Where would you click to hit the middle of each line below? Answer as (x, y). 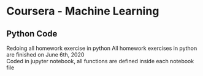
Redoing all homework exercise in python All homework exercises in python (102, 48)
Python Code (32, 34)
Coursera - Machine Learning (83, 11)
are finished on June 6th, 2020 (45, 55)
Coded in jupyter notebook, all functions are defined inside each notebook (100, 61)
